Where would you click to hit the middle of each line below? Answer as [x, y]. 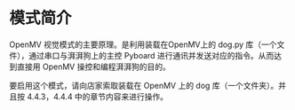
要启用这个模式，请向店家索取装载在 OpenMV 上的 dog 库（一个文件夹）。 [144, 85]
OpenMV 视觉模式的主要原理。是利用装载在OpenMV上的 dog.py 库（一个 [143, 44]
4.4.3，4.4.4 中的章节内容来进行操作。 [97, 96]
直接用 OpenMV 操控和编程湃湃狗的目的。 [93, 67]
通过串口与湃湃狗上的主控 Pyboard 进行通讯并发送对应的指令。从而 [151, 55]
